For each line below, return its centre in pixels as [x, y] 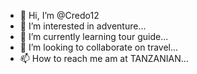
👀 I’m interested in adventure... [83, 26]
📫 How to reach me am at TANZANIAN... [104, 58]
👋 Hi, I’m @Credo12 [59, 15]
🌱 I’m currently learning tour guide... [94, 36]
